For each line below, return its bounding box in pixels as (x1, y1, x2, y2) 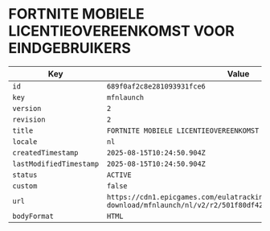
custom (12, 181, 38, 190)
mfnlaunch (106, 93, 145, 101)
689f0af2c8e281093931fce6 (106, 81, 207, 91)
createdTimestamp (12, 148, 79, 157)
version (12, 104, 42, 113)
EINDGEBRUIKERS (8, 39, 131, 57)
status (12, 170, 38, 179)
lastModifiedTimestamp (12, 159, 99, 168)
